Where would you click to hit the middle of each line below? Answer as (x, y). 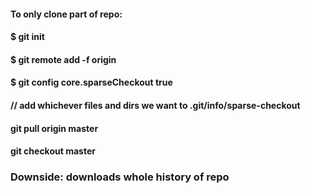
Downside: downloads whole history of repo (120, 177)
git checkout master (53, 151)
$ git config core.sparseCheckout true (91, 82)
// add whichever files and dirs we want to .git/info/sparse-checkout (155, 105)
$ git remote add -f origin (63, 59)
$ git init (27, 37)
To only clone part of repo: (66, 14)
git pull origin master (54, 128)
